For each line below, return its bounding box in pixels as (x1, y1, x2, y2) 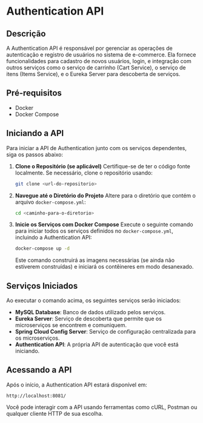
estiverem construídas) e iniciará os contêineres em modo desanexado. (15, 263, 194, 270)
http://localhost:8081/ (6, 393, 67, 399)
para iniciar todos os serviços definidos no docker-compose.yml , (15, 227, 174, 235)
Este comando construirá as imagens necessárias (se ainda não (15, 256, 175, 264)
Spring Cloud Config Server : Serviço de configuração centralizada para (15, 328, 196, 335)
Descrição (6, 29, 46, 39)
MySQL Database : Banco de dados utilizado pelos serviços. (15, 309, 166, 316)
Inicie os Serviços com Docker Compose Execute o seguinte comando (15, 221, 193, 229)
